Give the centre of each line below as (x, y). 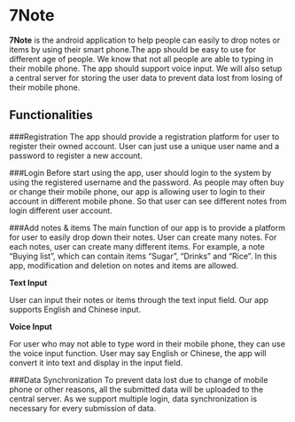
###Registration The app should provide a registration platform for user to (144, 136)
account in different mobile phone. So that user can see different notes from (148, 201)
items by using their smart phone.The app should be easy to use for (133, 49)
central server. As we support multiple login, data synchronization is (133, 398)
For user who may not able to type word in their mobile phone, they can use (147, 344)
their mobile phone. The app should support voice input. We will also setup (146, 68)
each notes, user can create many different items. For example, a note (137, 246)
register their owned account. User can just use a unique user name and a (144, 146)
